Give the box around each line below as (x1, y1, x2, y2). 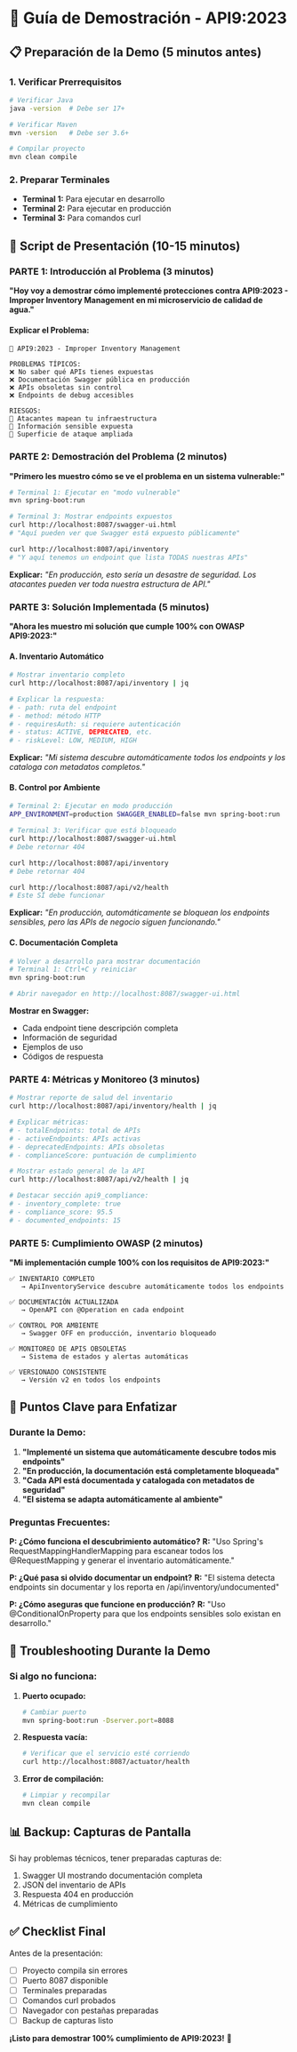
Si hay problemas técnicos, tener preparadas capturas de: (9, 1853, 222, 1864)
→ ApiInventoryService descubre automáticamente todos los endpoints (20, 1282, 285, 1291)
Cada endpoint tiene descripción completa (21, 1022, 179, 1034)
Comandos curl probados (21, 1995, 116, 2006)
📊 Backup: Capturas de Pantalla (9, 1824, 191, 1840)
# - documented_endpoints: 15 (9, 1215, 122, 1225)
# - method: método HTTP (9, 711, 101, 720)
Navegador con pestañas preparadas (21, 2005, 159, 2016)
